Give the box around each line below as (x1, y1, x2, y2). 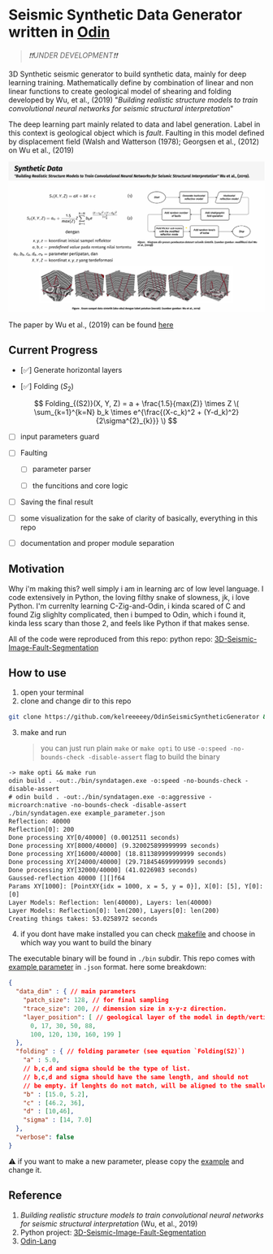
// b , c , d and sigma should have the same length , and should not (23, 1073, 249, 1081)
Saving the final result (19, 497, 93, 507)
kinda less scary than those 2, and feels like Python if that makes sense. (8, 618, 250, 628)
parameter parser (32, 465, 92, 474)
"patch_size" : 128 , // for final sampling (23, 997, 169, 1005)
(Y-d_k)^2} (203, 408, 240, 417)
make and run (19, 728, 67, 737)
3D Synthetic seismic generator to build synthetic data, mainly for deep (8, 69, 247, 79)
